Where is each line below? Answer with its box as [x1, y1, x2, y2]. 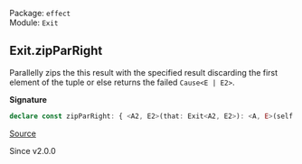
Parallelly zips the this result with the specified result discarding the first [9, 67, 278, 77]
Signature [9, 94, 48, 105]
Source [9, 128, 36, 139]
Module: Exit [9, 17, 59, 28]
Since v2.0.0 [9, 145, 56, 156]
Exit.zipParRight [9, 43, 103, 59]
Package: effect [9, 8, 71, 18]
